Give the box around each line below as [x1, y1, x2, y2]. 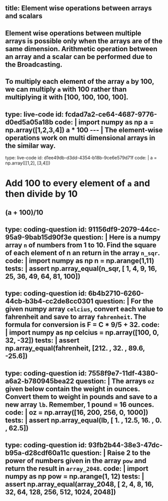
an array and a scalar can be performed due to [5, 52, 153, 61]
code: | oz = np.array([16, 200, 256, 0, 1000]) [5, 408, 148, 417]
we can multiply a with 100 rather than [5, 85, 127, 94]
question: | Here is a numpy [73, 233, 161, 241]
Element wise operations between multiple [5, 29, 141, 37]
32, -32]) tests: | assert [5, 336, 80, 345]
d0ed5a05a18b [5, 118, 54, 126]
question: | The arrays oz [75, 377, 154, 385]
